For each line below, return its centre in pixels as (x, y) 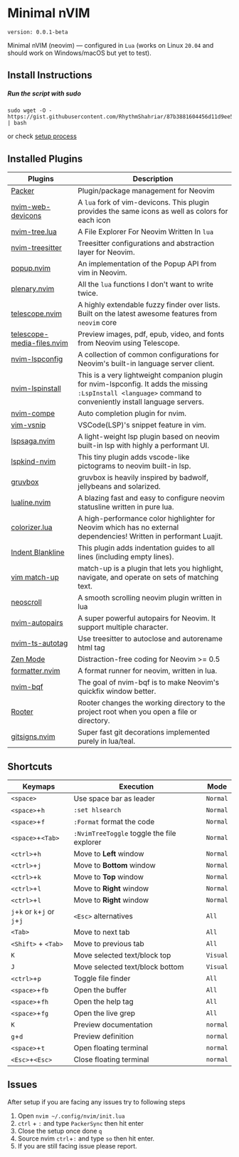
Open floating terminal (111, 1047)
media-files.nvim (40, 343)
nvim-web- (31, 207)
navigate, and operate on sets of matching (148, 577)
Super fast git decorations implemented (144, 732)
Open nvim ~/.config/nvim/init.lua (71, 1116)
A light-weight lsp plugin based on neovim (149, 437)
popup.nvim (31, 269)
